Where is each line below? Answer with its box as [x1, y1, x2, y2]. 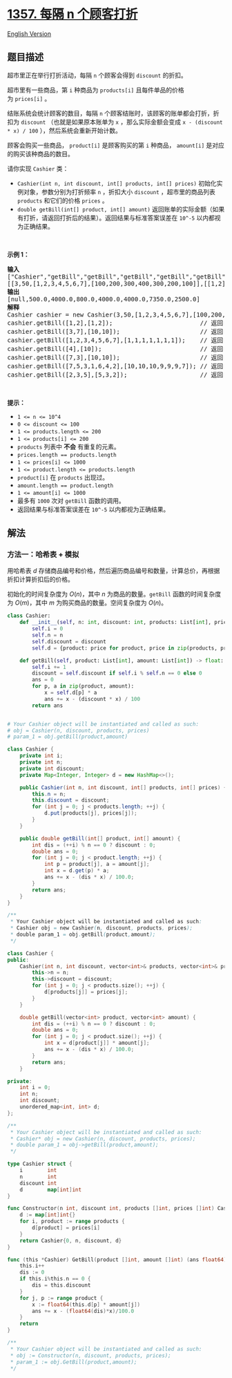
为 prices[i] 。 [7, 94, 51, 102]
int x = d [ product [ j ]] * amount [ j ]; [43, 1039, 150, 1047]
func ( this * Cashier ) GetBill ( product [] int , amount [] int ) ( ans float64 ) [7, 1256, 227, 1263]
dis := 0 [19, 1269, 45, 1276]
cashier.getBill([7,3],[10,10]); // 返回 [7, 353, 224, 361]
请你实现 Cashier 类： [7, 164, 69, 173]
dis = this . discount [32, 1282, 91, 1289]
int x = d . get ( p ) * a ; [43, 867, 110, 874]
